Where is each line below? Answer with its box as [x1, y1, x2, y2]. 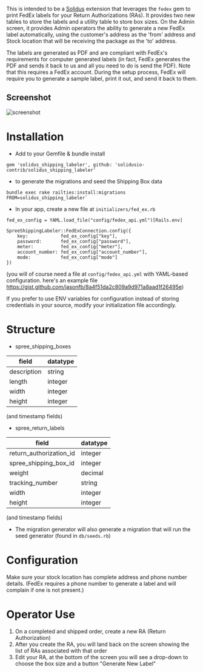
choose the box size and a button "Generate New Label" [15, 660, 156, 667]
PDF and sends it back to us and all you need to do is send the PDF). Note [6, 62, 191, 69]
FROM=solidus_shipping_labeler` [6, 194, 88, 201]
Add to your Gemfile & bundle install [15, 150, 105, 157]
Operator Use [6, 607, 76, 621]
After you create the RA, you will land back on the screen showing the [15, 640, 190, 648]
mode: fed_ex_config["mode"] [17, 254, 118, 260]
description [9, 367, 42, 376]
